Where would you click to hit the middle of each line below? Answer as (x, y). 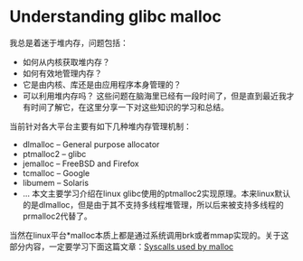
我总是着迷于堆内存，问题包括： (69, 42)
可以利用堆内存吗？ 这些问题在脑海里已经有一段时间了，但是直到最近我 (154, 96)
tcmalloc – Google (56, 172)
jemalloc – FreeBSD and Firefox (80, 163)
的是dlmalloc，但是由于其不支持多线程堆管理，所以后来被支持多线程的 (153, 204)
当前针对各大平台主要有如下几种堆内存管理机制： (100, 126)
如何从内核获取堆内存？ (66, 61)
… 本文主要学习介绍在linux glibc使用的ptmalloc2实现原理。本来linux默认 (156, 193)
